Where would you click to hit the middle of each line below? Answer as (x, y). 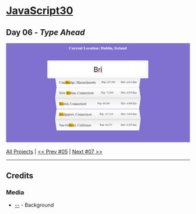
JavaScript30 (40, 11)
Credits (20, 176)
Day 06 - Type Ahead (45, 32)
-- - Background (34, 205)
